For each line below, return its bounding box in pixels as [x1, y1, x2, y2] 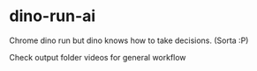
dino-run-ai [9, 6, 96, 26]
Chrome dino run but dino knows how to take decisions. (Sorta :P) [9, 35, 249, 46]
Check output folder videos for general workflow [9, 52, 187, 62]
